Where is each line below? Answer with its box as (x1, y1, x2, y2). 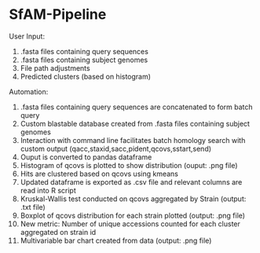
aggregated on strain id (20, 227, 97, 236)
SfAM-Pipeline (9, 5, 107, 24)
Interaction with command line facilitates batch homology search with (20, 135, 246, 145)
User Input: (9, 31, 46, 41)
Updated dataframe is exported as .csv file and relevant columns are (20, 177, 243, 186)
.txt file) (20, 202, 46, 211)
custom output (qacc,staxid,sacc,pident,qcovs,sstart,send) (20, 144, 211, 153)
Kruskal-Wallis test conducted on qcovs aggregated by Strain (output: (20, 194, 247, 203)
